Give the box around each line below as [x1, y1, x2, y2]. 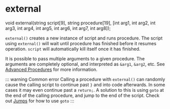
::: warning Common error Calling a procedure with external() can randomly [5, 76, 165, 82]
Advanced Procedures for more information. [5, 66, 98, 72]
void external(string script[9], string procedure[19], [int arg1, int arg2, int [5, 20, 156, 26]
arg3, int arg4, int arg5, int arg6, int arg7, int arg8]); [5, 25, 111, 31]
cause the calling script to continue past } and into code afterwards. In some [5, 82, 165, 88]
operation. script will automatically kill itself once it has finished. [5, 46, 141, 52]
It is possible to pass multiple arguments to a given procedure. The [5, 55, 145, 61]
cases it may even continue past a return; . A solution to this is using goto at [5, 87, 164, 93]
